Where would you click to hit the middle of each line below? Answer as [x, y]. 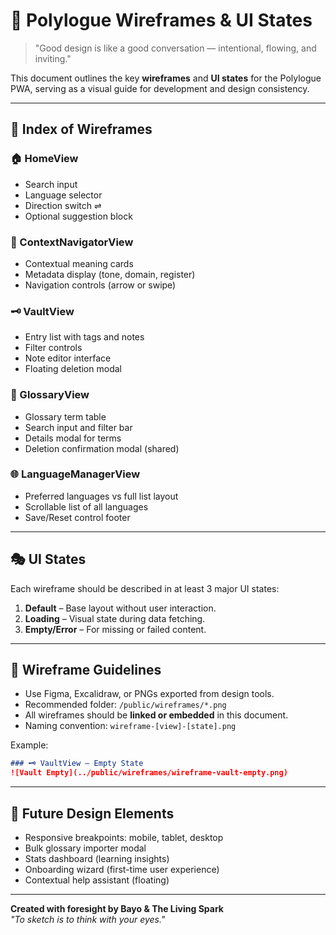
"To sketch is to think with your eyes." [88, 919]
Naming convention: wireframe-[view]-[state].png [130, 726]
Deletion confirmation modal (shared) [102, 448]
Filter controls [53, 348]
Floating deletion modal [73, 369]
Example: [29, 745]
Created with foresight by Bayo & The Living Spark [117, 908]
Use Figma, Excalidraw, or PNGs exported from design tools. [149, 694]
